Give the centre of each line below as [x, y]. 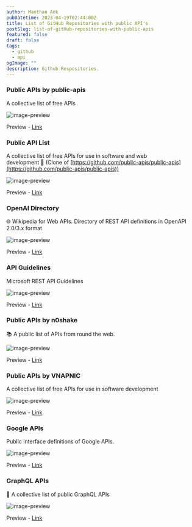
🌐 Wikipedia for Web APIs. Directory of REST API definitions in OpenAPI [97, 221]
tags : [13, 46]
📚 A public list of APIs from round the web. [61, 334]
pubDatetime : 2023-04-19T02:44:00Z [52, 18]
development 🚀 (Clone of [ [40, 162]
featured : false [27, 35]
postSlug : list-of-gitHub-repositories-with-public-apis [80, 29]
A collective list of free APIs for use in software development [82, 389]
